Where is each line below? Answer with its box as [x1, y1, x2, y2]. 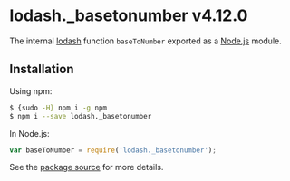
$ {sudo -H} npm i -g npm [9, 103, 107, 112]
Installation [9, 62, 74, 77]
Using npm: [9, 85, 53, 96]
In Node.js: [9, 128, 50, 138]
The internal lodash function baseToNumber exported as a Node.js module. [9, 35, 283, 46]
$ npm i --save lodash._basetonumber [9, 111, 152, 120]
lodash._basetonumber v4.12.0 [9, 5, 248, 26]
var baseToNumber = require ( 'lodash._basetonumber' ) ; [9, 146, 217, 155]
